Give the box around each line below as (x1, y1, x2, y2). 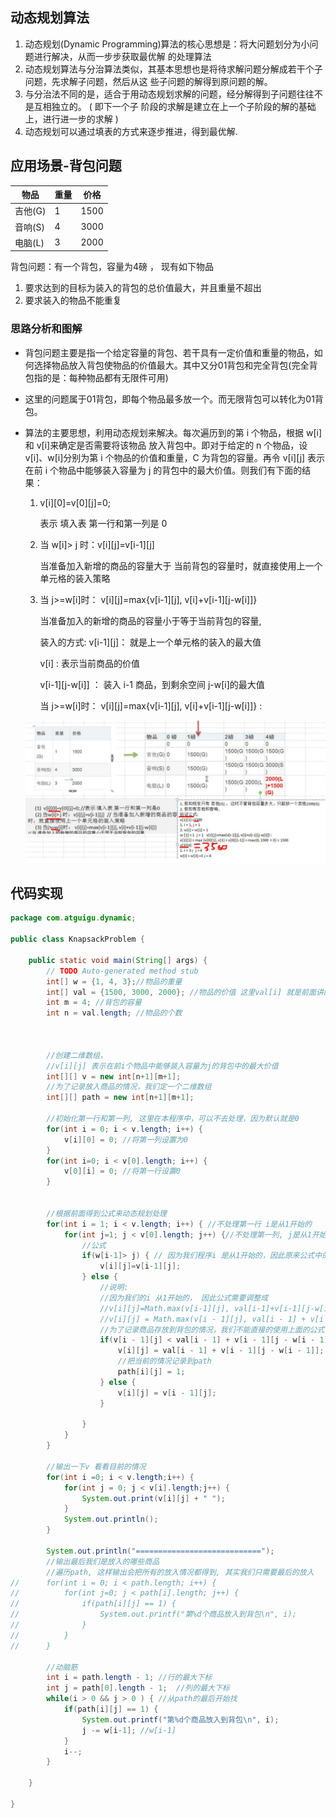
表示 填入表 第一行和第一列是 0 (39, 517, 168, 529)
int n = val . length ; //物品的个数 (46, 1008, 183, 1018)
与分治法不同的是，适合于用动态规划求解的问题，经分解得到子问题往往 (24, 88, 315, 100)
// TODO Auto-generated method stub (46, 966, 199, 976)
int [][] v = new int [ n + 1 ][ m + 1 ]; (46, 1071, 182, 1082)
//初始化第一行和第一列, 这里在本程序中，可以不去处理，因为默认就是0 (46, 1114, 300, 1124)
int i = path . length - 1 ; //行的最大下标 (46, 1673, 213, 1683)
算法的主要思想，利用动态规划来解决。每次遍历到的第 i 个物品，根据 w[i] (24, 426, 323, 438)
